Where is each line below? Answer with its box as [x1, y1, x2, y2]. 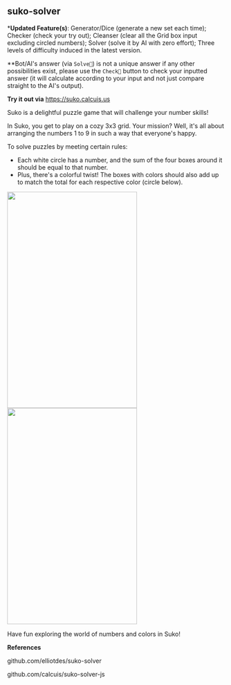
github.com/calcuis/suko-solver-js [7, 670, 105, 678]
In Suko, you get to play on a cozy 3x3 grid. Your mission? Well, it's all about [7, 121, 225, 130]
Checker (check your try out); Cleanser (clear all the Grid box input [7, 31, 198, 39]
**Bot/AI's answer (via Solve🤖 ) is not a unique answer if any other [7, 59, 195, 68]
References [7, 643, 41, 651]
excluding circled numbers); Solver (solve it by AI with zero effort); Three [7, 38, 215, 47]
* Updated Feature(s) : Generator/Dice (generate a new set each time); [7, 24, 207, 32]
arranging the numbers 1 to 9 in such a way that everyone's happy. [7, 129, 197, 137]
